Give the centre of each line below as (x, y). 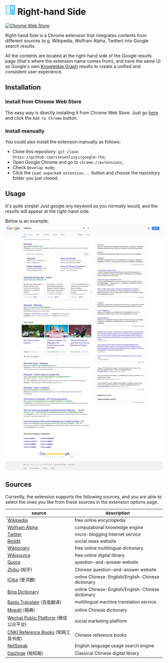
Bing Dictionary (23, 592)
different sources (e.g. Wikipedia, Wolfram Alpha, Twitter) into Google (77, 41)
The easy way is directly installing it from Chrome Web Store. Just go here (82, 113)
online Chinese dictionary (101, 610)
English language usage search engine (114, 645)
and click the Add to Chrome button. (41, 118)
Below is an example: (27, 221)
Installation (23, 87)
